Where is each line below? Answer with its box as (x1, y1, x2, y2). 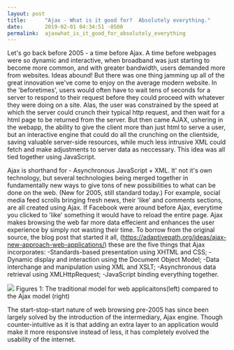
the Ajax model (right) (7, 292, 70, 300)
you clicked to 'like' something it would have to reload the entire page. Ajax (7, 211, 224, 219)
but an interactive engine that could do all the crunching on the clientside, (7, 131, 219, 139)
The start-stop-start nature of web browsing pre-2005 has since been (7, 305, 209, 314)
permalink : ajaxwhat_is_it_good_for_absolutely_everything (7, 29, 187, 37)
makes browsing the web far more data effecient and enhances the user (7, 218, 215, 227)
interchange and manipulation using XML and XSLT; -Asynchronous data (7, 263, 217, 271)
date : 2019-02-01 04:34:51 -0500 (7, 23, 124, 30)
